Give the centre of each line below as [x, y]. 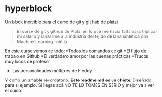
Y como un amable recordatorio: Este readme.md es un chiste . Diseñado [78, 80]
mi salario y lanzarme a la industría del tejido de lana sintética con [83, 36]
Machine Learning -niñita [42, 41]
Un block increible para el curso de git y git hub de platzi [62, 22]
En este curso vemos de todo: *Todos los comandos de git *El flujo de [76, 51]
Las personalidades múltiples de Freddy [52, 70]
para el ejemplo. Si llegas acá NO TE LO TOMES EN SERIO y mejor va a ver [80, 85]
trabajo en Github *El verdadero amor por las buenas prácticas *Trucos [77, 56]
